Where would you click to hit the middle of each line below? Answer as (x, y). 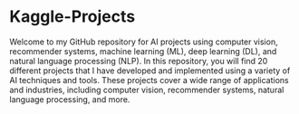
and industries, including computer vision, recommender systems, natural (147, 90)
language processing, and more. (70, 99)
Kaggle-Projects (72, 17)
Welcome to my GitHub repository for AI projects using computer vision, (144, 42)
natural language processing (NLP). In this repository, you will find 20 (139, 61)
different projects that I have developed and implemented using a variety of (150, 71)
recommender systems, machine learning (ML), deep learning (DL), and (143, 51)
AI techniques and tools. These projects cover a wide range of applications (149, 80)
